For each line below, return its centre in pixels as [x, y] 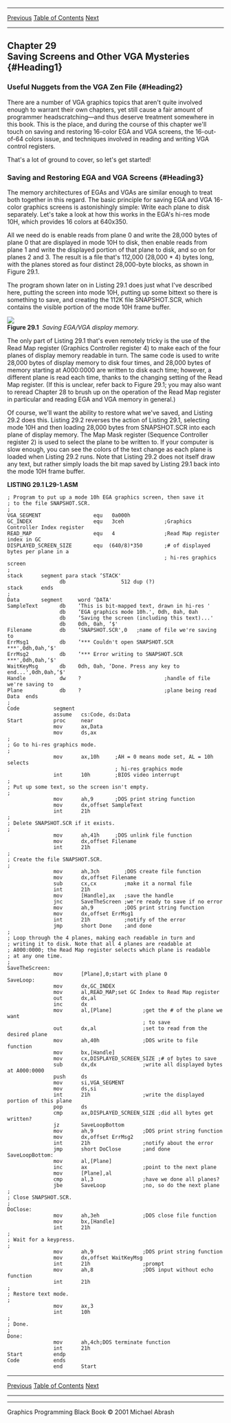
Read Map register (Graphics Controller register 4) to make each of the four [114, 348]
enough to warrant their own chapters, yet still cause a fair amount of [105, 109]
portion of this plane [40, 1101]
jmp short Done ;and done [103, 926]
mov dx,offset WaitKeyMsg [98, 1257]
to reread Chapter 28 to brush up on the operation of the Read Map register [114, 392]
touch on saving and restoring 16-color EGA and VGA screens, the [100, 131]
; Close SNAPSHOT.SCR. [40, 1197]
